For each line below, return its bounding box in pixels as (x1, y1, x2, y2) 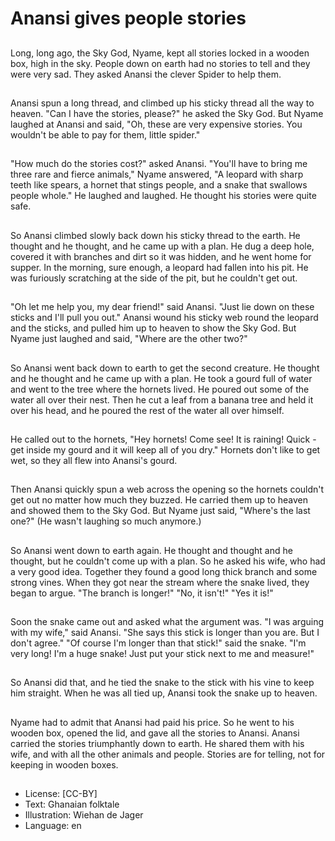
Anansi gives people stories (10, 7, 247, 30)
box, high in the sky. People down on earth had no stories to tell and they (10, 57, 311, 69)
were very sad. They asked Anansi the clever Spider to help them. (10, 68, 282, 80)
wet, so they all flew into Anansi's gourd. (10, 454, 178, 466)
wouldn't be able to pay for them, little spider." (10, 128, 201, 141)
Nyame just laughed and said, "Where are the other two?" (10, 333, 248, 345)
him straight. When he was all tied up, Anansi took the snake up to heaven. (10, 687, 318, 699)
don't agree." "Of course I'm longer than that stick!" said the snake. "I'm (10, 637, 307, 649)
